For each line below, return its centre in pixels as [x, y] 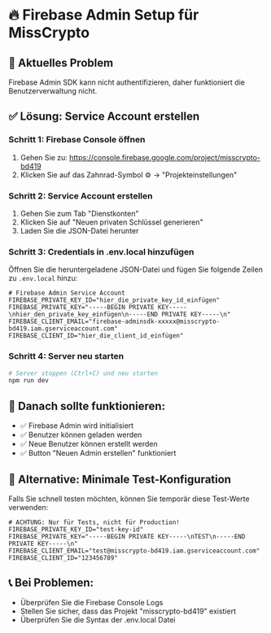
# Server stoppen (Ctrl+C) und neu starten [83, 373]
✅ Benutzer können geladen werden [81, 435]
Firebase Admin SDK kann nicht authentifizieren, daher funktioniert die [127, 82]
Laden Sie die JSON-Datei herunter [79, 230]
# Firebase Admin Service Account [67, 293]
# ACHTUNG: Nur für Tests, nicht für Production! [94, 522]
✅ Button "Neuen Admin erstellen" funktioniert [98, 453]
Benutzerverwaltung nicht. [53, 91]
